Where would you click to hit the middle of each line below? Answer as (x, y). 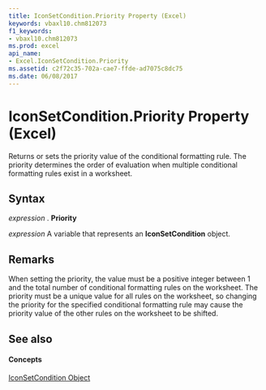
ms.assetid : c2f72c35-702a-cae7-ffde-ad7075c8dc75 (96, 69)
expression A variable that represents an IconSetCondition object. (120, 234)
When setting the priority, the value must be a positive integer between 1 (129, 279)
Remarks (32, 259)
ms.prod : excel (34, 46)
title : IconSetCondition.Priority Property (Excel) (97, 16)
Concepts (25, 360)
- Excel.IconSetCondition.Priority (69, 62)
